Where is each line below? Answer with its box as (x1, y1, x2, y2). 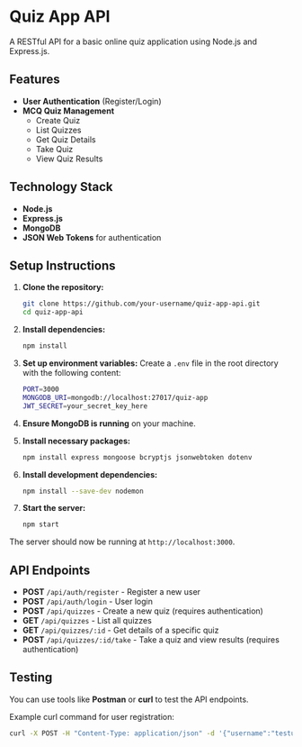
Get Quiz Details (35, 133, 96, 145)
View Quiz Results (35, 153, 103, 164)
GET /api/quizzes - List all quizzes (22, 615, 153, 626)
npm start (22, 520, 60, 529)
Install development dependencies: (22, 469, 158, 479)
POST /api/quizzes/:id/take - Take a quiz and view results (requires (22, 634, 280, 645)
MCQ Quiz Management (22, 105, 115, 116)
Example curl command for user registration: (9, 711, 175, 722)
